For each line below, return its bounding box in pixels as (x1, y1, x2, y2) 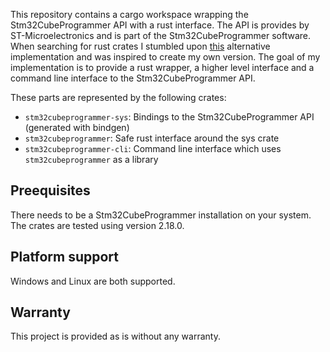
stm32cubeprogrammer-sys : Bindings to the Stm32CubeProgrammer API (24, 111, 315, 123)
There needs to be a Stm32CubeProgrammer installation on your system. (10, 209, 312, 221)
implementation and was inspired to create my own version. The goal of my (10, 51, 321, 63)
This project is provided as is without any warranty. (10, 330, 221, 343)
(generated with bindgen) (24, 122, 130, 133)
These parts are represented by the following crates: (10, 92, 227, 103)
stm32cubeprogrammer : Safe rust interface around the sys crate (24, 132, 280, 144)
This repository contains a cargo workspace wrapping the (10, 9, 249, 20)
